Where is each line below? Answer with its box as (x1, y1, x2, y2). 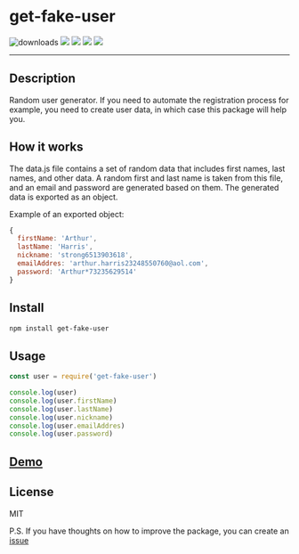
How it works (9, 140, 84, 155)
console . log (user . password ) (9, 429, 114, 438)
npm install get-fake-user (9, 323, 109, 333)
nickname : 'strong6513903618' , (17, 251, 133, 260)
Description (9, 71, 76, 86)
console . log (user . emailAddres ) (9, 421, 125, 430)
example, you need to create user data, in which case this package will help (9, 104, 287, 115)
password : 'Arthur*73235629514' (17, 267, 138, 276)
